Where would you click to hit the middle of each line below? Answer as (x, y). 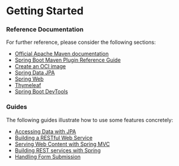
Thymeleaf (28, 85)
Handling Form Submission (48, 157)
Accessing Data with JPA (45, 131)
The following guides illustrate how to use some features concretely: (90, 120)
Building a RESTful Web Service (54, 138)
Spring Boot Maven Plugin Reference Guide (68, 60)
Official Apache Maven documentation (62, 54)
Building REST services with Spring (57, 150)
